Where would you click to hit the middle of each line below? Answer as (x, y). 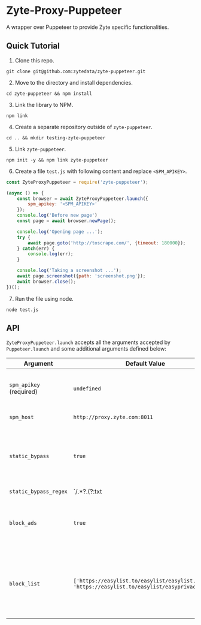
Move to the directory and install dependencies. (74, 82)
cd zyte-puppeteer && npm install (49, 94)
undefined (87, 389)
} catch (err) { (36, 249)
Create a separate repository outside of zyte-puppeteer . (83, 127)
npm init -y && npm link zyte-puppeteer (57, 160)
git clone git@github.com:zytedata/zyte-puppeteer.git (76, 71)
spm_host (22, 417)
